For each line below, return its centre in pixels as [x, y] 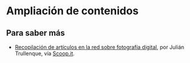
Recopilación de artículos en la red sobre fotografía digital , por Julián [99, 47]
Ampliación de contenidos [72, 11]
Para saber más [36, 33]
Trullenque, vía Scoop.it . [45, 53]
